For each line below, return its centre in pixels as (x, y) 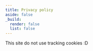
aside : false (19, 15)
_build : (13, 19)
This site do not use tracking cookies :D (47, 43)
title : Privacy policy (29, 10)
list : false (23, 29)
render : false (25, 24)
